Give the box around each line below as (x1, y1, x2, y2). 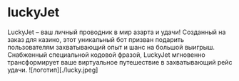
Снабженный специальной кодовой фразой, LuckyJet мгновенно (7, 50, 205, 59)
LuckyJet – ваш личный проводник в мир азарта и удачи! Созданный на (7, 28, 226, 36)
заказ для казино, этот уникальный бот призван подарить (7, 35, 184, 43)
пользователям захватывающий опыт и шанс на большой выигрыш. (7, 43, 215, 51)
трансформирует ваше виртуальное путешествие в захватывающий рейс (7, 58, 233, 66)
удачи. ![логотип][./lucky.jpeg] (7, 65, 98, 74)
